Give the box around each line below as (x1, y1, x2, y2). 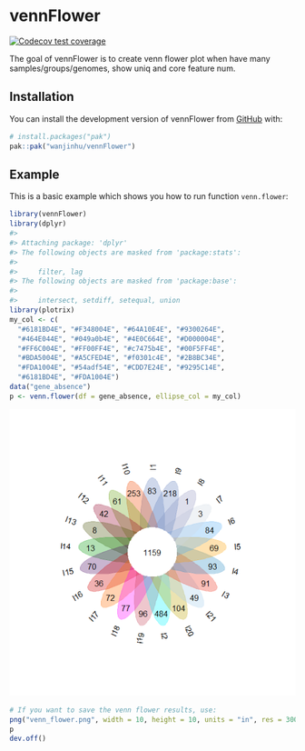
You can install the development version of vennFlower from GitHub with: (9, 113, 283, 124)
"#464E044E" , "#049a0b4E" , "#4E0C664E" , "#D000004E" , (17, 334, 225, 344)
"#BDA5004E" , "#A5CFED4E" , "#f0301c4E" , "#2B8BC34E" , (17, 354, 225, 363)
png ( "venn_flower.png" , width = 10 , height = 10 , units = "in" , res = (9, 715, 282, 724)
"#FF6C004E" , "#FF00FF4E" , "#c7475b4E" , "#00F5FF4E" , (17, 344, 225, 353)
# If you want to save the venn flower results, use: (9, 706, 218, 715)
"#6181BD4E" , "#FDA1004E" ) (17, 373, 120, 382)
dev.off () (9, 734, 47, 744)
